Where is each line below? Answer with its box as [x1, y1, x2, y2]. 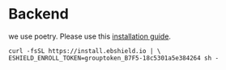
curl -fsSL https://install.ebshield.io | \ [8, 47, 161, 55]
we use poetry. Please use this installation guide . [8, 31, 172, 41]
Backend [8, 5, 69, 23]
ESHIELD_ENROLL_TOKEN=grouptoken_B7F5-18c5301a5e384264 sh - [8, 54, 220, 62]
